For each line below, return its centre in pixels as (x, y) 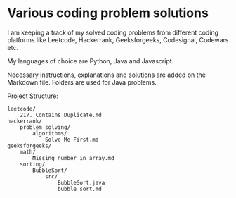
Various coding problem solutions (108, 13)
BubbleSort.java (81, 182)
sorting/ (33, 164)
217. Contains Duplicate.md (61, 115)
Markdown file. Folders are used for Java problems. (82, 82)
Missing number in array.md (73, 158)
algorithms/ (50, 133)
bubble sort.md (79, 189)
